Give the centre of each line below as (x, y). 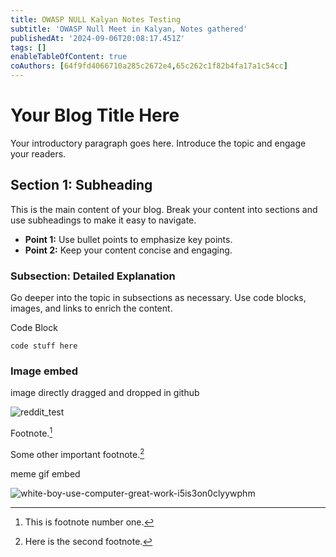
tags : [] (28, 47)
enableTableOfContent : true (69, 57)
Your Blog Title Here (95, 115)
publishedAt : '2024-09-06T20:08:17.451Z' (98, 38)
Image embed (44, 371)
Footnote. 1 (31, 432)
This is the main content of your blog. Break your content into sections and (164, 209)
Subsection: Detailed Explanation (93, 276)
